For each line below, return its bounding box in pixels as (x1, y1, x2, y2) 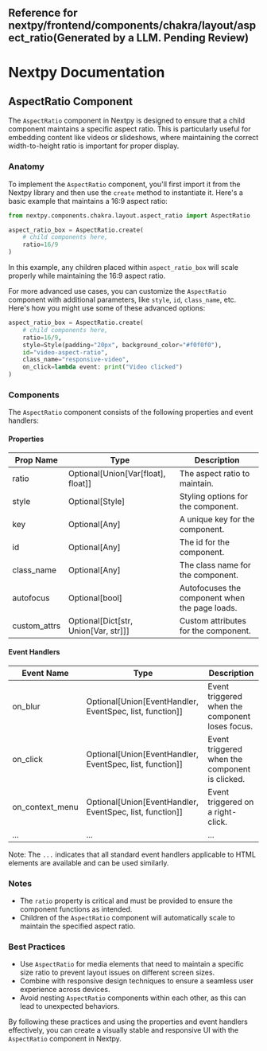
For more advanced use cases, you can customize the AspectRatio (8, 287, 226, 296)
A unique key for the (179, 514, 255, 525)
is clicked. (207, 773, 246, 784)
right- (214, 806, 237, 817)
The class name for (179, 559, 252, 570)
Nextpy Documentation (8, 63, 165, 81)
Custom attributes (179, 615, 246, 626)
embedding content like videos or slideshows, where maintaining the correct (8, 133, 259, 143)
